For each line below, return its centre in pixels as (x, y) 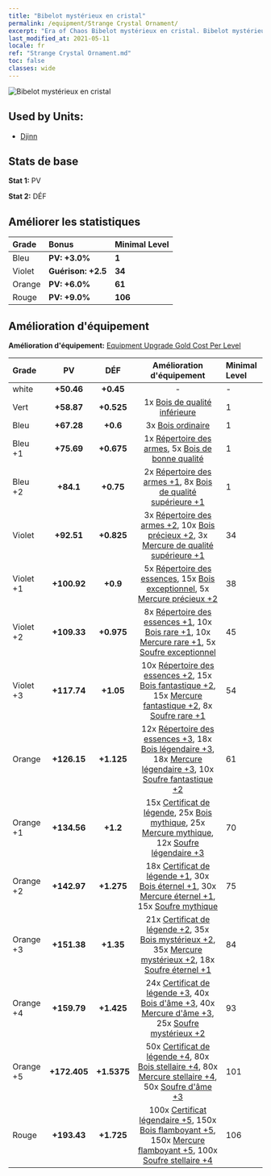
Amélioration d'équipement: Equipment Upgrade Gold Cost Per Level (125, 345)
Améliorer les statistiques (75, 221)
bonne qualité (178, 459)
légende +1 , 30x (178, 876)
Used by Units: (46, 117)
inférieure (177, 412)
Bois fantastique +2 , (178, 685)
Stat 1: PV (25, 181)
